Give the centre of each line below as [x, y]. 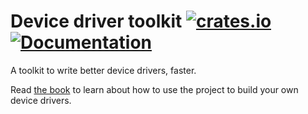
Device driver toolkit [96, 21]
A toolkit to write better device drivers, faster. [103, 70]
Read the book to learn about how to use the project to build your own [154, 89]
